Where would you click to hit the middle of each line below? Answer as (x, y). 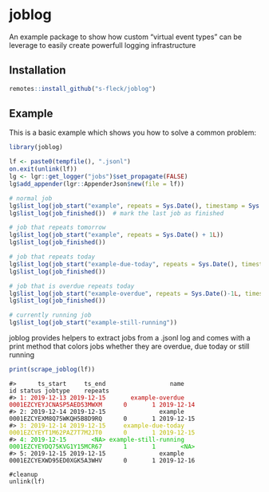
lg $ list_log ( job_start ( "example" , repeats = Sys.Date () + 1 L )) (117, 235)
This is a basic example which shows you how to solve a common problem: (133, 132)
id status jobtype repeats (59, 391)
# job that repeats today (52, 257)
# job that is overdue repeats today (72, 286)
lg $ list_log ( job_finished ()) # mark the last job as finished (117, 213)
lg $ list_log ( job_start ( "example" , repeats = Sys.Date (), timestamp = (127, 206)
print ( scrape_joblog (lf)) (52, 370)
